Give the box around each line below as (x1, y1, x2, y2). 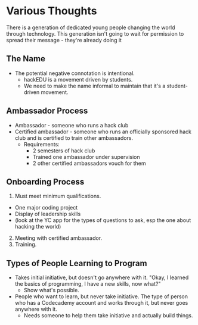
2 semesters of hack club (32, 147, 95, 154)
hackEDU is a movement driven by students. (23, 76, 133, 83)
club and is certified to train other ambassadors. (14, 134, 133, 141)
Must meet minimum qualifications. (14, 192, 101, 200)
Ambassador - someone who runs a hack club (14, 121, 129, 129)
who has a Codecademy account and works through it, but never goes (14, 299, 188, 307)
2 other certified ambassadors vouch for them (32, 160, 146, 167)
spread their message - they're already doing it (6, 36, 122, 43)
